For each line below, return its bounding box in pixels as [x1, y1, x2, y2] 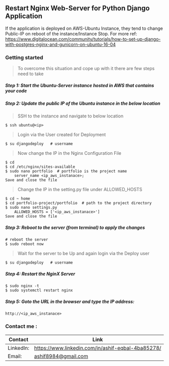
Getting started [5, 54, 44, 61]
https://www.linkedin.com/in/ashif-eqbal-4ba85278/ [34, 344, 161, 351]
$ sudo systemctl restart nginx [5, 288, 73, 293]
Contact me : [5, 323, 38, 330]
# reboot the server [5, 237, 49, 242]
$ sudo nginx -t [5, 283, 39, 289]
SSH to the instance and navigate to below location [17, 113, 124, 119]
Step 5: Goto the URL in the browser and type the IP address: [5, 298, 135, 304]
